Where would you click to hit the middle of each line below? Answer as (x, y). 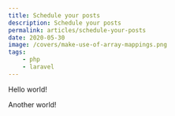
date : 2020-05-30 (37, 37)
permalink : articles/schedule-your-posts (77, 30)
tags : (17, 52)
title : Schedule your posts (54, 15)
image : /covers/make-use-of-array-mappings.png (88, 45)
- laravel (39, 67)
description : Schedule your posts (65, 23)
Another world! (32, 104)
